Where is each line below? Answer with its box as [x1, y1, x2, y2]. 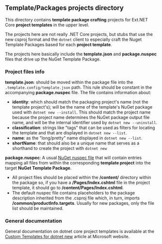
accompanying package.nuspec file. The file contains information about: [5, 90, 151, 96]
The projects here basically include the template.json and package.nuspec [5, 51, 157, 57]
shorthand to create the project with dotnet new [12, 146, 107, 151]
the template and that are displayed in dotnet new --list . [12, 130, 127, 136]
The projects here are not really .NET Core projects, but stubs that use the [5, 31, 153, 37]
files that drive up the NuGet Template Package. [5, 56, 101, 62]
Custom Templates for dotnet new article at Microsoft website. [5, 234, 130, 240]
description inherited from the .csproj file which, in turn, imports [12, 195, 140, 201]
